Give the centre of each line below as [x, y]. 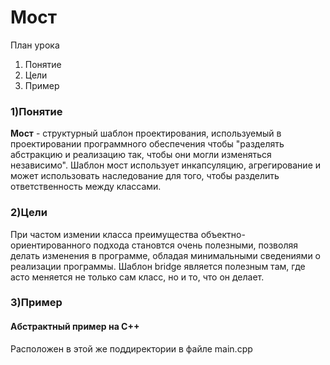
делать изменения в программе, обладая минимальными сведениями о [166, 255]
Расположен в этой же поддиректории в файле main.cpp [131, 348]
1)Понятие [36, 111]
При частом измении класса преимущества [104, 234]
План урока [35, 45]
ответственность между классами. [86, 187]
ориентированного [51, 245]
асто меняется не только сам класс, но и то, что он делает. [137, 277]
